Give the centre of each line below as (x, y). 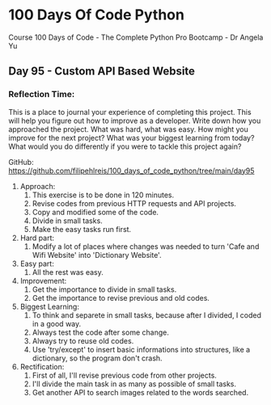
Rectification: (42, 366)
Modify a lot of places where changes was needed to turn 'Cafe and (146, 246)
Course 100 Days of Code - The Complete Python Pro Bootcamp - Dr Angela (136, 37)
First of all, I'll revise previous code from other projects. (124, 375)
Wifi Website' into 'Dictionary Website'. (97, 255)
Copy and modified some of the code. (95, 212)
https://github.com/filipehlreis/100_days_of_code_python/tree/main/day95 (131, 171)
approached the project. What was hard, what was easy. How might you (129, 129)
